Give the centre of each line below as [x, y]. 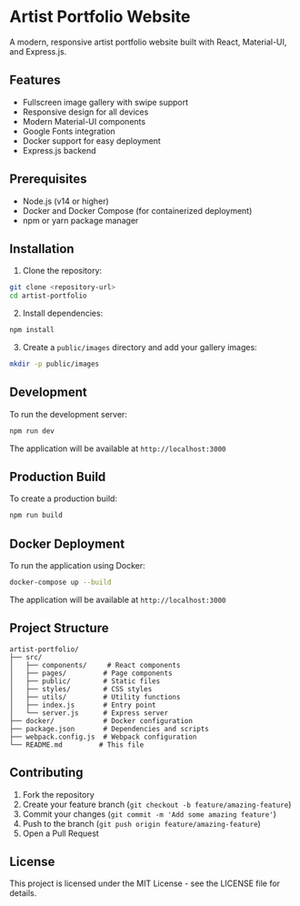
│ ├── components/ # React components [95, 665]
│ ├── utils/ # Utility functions [95, 697]
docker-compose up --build [60, 583]
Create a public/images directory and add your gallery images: [140, 347]
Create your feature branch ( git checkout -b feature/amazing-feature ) [157, 804]
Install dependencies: [63, 313]
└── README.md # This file [77, 745]
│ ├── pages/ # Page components [91, 673]
